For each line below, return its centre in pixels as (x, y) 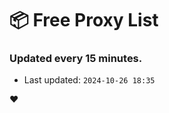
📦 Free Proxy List (84, 20)
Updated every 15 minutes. (76, 59)
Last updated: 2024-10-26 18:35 (89, 80)
